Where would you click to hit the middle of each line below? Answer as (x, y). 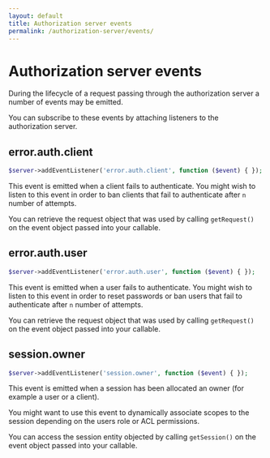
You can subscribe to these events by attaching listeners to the (114, 118)
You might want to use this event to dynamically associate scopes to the (129, 413)
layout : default (36, 16)
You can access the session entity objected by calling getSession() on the (133, 437)
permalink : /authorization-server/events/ (81, 31)
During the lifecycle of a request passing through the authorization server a (134, 93)
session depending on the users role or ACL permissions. (104, 422)
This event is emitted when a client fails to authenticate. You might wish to (132, 186)
